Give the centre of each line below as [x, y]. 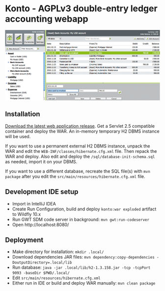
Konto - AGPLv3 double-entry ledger [82, 9]
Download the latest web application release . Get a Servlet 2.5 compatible [80, 126]
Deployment [24, 240]
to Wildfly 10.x [27, 214]
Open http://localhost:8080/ [41, 225]
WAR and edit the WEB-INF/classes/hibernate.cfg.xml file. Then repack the [81, 151]
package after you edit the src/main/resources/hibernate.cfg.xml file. [75, 176]
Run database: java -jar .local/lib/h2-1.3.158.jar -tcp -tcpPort [81, 267]
